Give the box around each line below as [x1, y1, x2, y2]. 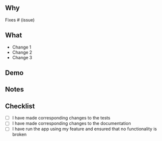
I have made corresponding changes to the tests [12, 115, 110, 121]
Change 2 [12, 49, 32, 55]
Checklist [5, 102, 35, 110]
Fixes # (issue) [5, 17, 35, 23]
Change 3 [12, 54, 32, 60]
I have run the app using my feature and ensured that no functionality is [12, 126, 157, 132]
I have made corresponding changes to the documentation [12, 120, 131, 126]
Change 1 [12, 44, 31, 50]
